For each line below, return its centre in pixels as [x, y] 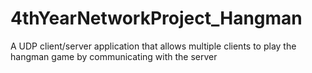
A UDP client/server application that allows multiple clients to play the [153, 46]
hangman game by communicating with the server [114, 56]
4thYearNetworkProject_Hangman [156, 18]
